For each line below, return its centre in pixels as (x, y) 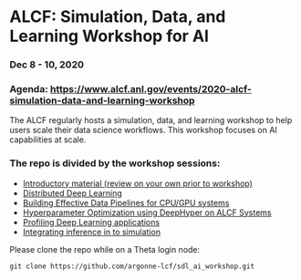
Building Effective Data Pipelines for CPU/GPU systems (126, 202)
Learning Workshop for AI (109, 36)
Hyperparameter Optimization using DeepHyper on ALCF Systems (147, 213)
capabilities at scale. (48, 140)
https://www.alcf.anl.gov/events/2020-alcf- (151, 89)
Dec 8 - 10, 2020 (47, 65)
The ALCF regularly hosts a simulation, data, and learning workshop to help (151, 120)
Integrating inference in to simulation (92, 232)
